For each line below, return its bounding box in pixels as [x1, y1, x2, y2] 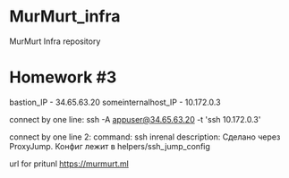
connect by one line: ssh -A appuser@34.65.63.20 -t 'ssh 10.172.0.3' [9, 114, 261, 124]
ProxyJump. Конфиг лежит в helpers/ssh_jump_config [9, 140, 210, 151]
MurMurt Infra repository [9, 36, 101, 47]
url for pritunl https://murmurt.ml [9, 158, 130, 169]
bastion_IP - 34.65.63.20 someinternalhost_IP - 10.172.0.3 [9, 97, 221, 107]
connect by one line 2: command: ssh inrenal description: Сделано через [9, 131, 281, 142]
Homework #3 [9, 67, 117, 88]
